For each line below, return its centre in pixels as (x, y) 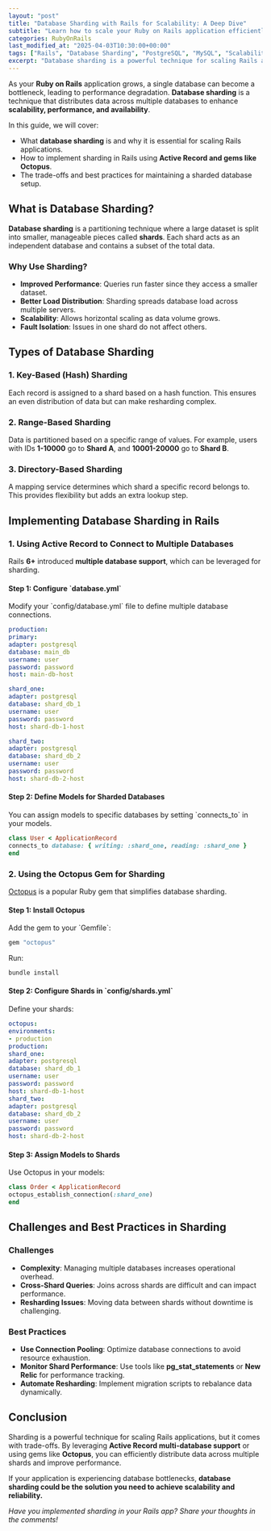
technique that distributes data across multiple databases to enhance (123, 101)
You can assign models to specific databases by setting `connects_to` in (128, 815)
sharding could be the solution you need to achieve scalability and (122, 1487)
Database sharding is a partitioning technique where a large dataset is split (134, 228)
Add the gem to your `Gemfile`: (60, 928)
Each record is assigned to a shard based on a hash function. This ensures (132, 393)
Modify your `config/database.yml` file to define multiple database (118, 607)
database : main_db (39, 652)
